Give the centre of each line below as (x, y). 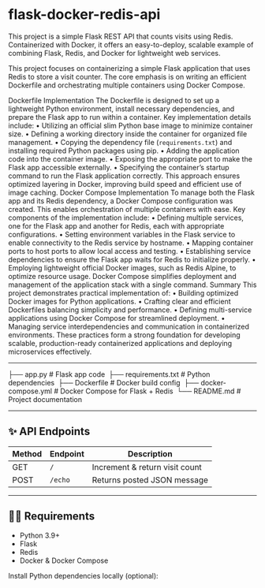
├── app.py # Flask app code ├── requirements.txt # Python (109, 374)
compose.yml (30, 391)
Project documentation (45, 399)
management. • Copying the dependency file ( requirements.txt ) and (120, 142)
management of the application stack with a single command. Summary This (132, 285)
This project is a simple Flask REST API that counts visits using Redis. (121, 36)
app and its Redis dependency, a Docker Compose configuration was (121, 201)
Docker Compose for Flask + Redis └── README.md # (151, 391)
